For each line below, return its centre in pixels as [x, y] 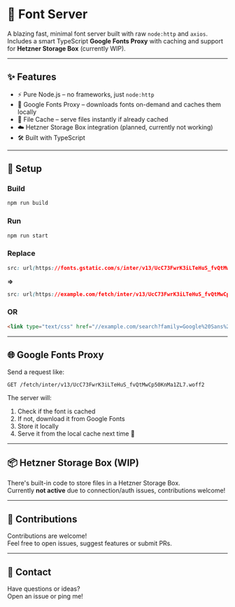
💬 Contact [29, 572]
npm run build [28, 203]
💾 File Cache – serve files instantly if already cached [93, 119]
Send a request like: [36, 372]
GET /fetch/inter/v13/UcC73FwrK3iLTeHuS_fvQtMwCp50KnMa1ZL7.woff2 [106, 385]
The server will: [30, 397]
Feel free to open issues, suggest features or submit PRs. [90, 543]
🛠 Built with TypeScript [51, 137]
